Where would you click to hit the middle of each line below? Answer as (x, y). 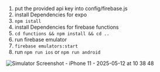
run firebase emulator (41, 40)
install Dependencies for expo (51, 15)
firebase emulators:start (46, 46)
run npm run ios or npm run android (57, 52)
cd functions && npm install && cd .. (62, 34)
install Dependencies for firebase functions (67, 27)
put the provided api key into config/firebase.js (71, 8)
